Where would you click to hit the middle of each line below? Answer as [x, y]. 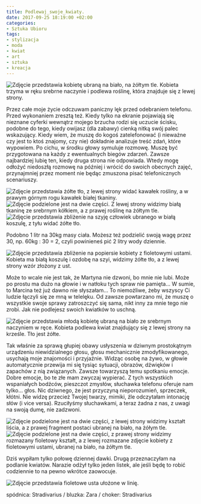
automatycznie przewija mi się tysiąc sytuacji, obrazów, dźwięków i [90, 365]
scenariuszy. [22, 180]
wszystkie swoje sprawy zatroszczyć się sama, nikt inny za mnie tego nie [97, 303]
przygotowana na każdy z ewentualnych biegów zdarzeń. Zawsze [88, 154]
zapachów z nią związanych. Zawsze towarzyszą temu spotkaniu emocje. [98, 372]
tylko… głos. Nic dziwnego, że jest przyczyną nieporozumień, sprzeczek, [97, 390]
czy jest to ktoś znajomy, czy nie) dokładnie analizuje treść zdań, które [94, 142]
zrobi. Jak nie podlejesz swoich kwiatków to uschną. [71, 310]
